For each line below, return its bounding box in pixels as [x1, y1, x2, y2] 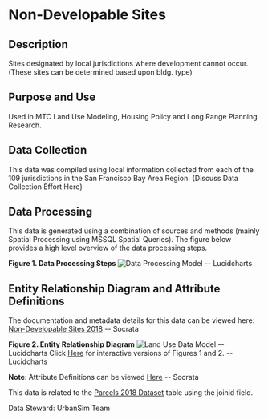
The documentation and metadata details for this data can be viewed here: [8, 316, 255, 325]
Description [8, 38, 68, 51]
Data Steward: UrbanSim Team [8, 403, 111, 413]
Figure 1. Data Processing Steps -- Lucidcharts [8, 259, 253, 268]
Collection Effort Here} [8, 182, 83, 191]
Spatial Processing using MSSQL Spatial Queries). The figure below [8, 235, 232, 244]
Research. [8, 120, 42, 130]
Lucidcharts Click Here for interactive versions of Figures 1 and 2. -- [8, 348, 233, 358]
